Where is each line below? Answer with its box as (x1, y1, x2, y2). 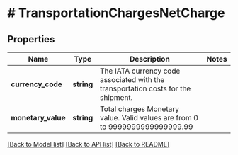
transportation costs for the (99, 84, 191, 93)
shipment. (99, 93, 133, 102)
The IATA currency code (99, 66, 181, 76)
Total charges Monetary (99, 104, 179, 114)
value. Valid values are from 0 (99, 113, 198, 122)
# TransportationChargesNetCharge (7, 5, 225, 21)
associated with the (99, 75, 165, 84)
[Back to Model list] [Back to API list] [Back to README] (7, 140, 170, 148)
